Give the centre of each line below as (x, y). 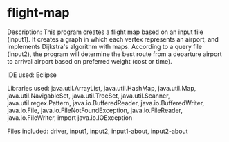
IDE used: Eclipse (32, 75)
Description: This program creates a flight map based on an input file (105, 32)
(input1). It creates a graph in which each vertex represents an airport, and (113, 39)
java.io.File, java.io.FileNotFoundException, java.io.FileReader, (95, 110)
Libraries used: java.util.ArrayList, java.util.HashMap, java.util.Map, (102, 88)
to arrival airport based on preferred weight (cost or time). (90, 61)
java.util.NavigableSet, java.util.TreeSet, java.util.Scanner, (89, 96)
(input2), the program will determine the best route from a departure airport (115, 54)
